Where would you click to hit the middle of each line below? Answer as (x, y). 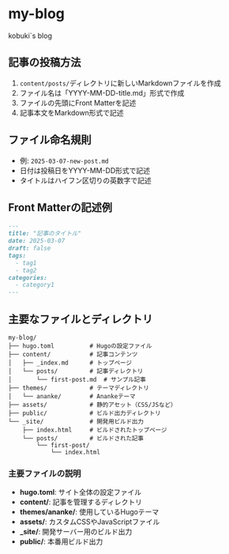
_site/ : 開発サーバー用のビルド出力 (76, 532)
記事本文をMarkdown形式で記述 (71, 112)
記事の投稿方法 (45, 63)
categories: (28, 277)
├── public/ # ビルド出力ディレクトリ (84, 413)
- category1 (35, 285)
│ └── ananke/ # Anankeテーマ (72, 396)
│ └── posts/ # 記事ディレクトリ (76, 371)
